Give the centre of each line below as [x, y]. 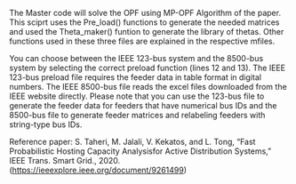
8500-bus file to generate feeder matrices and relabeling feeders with [137, 115]
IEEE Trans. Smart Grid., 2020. [65, 160]
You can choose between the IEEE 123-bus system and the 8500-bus [136, 58]
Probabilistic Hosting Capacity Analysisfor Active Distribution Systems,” [140, 151]
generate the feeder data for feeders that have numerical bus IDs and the [143, 105]
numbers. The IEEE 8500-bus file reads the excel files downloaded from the [148, 87]
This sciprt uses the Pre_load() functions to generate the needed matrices [144, 22]
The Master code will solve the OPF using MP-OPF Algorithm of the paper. [145, 13]
